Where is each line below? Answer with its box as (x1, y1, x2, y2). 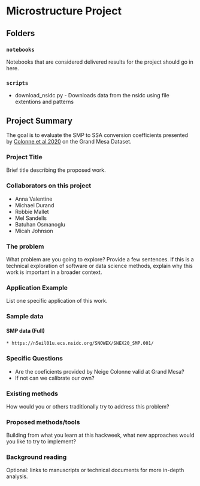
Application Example (6, 284, 68, 292)
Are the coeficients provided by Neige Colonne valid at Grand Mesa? (14, 368, 184, 375)
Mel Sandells (14, 214, 47, 222)
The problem (6, 242, 44, 251)
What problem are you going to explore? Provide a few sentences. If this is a (6, 255, 195, 263)
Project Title (6, 153, 43, 161)
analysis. (6, 473, 28, 480)
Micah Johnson (14, 227, 54, 234)
